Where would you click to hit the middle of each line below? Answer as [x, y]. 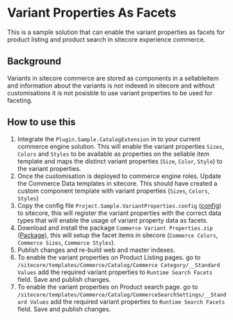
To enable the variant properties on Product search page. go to [107, 287]
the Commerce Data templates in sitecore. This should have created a [117, 183]
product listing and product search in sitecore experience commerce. [106, 39]
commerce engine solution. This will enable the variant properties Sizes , [121, 146]
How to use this [42, 122]
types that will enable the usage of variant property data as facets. [113, 220]
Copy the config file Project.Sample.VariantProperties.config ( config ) [119, 205]
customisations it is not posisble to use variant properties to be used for [110, 93]
